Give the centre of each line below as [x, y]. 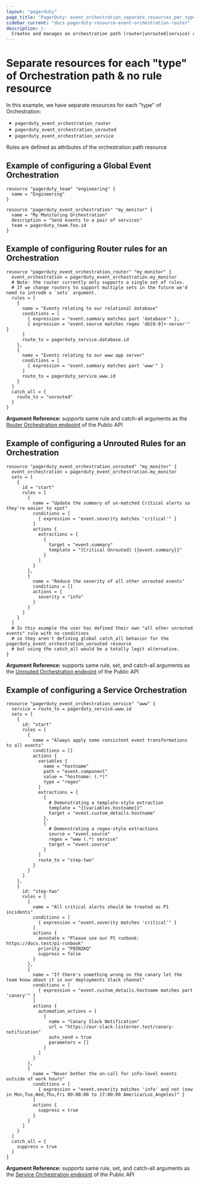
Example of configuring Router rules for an [87, 249]
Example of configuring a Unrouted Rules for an [96, 443]
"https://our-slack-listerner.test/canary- [119, 1027]
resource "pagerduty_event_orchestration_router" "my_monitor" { [89, 272]
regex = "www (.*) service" [83, 839]
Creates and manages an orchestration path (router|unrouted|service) [101, 34]
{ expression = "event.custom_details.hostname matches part [115, 990]
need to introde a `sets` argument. [51, 292]
